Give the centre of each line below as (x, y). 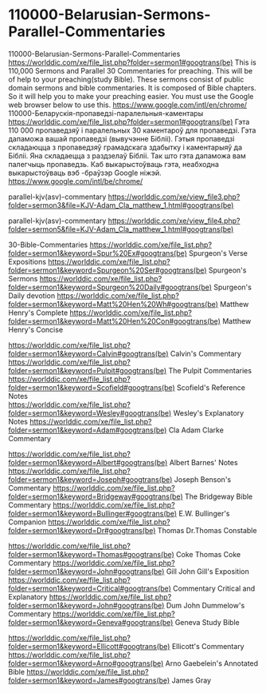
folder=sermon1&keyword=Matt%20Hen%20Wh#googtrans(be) (113, 304)
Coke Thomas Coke (209, 554)
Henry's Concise (36, 329)
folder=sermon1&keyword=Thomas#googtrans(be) (92, 554)
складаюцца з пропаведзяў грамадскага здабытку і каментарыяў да (125, 147)
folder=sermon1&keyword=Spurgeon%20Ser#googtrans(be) (108, 270)
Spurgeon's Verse (218, 253)
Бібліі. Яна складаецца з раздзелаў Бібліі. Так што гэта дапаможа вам (127, 155)
